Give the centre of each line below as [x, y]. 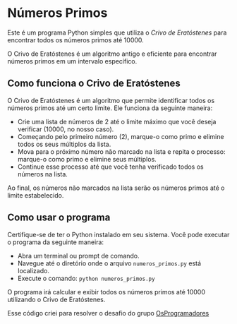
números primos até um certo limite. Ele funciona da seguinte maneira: [110, 108]
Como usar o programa [59, 218]
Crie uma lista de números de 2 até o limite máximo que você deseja [117, 121]
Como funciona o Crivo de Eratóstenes [94, 84]
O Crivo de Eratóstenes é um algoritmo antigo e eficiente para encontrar [112, 54]
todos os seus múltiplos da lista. [64, 144]
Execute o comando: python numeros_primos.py [86, 278]
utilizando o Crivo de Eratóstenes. [56, 299]
